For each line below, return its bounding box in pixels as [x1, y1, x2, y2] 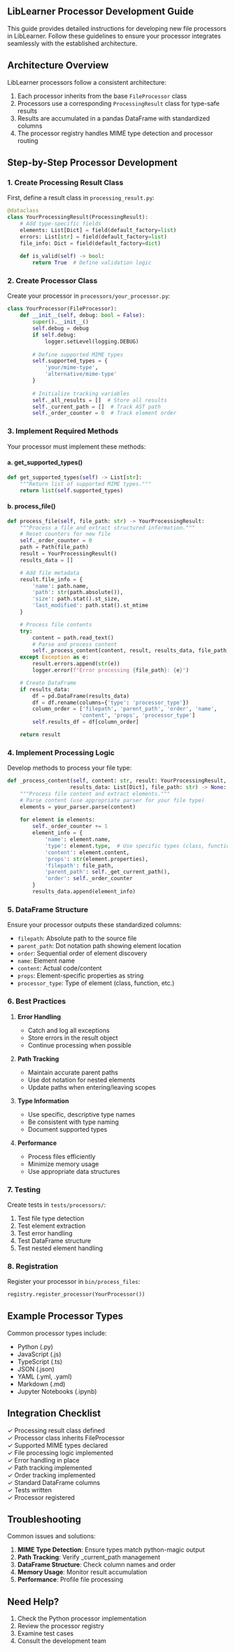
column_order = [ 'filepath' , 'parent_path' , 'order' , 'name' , [32, 705, 218, 712]
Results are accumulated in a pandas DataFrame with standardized [17, 114, 211, 122]
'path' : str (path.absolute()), [32, 589, 124, 596]
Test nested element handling [17, 1244, 104, 1252]
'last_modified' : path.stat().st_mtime [32, 602, 149, 609]
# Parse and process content [32, 641, 117, 648]
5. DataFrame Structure [7, 905, 89, 914]
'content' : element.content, [44, 848, 130, 856]
